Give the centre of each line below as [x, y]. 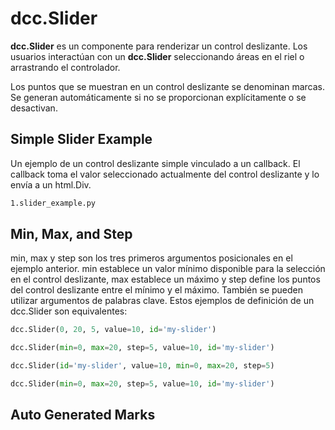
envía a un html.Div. [51, 184]
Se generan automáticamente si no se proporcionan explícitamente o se [158, 97]
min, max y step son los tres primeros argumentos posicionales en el [151, 258]
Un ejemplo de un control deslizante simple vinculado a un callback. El [155, 163]
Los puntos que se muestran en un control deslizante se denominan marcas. [168, 86]
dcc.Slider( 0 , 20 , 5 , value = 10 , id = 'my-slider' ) [113, 330]
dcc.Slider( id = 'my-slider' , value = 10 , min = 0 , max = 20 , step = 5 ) [142, 366]
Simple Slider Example [81, 139]
